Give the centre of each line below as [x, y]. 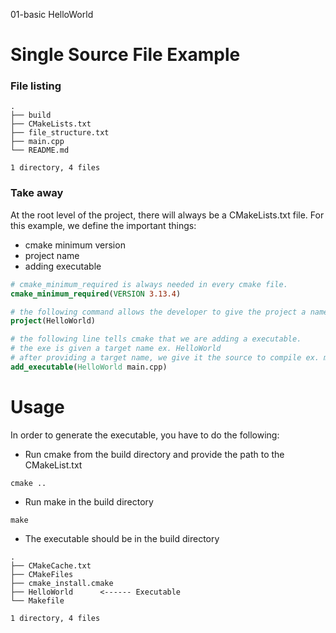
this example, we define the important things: [103, 225]
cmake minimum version [75, 245]
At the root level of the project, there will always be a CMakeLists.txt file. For [167, 215]
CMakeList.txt [53, 465]
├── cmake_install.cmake [62, 583]
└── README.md [40, 150]
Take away [37, 193]
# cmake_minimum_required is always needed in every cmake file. [149, 284]
